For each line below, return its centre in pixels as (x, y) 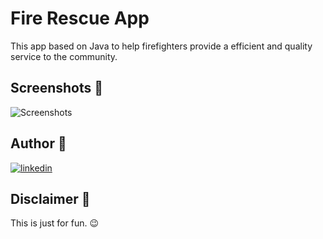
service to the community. (64, 56)
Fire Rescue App (80, 18)
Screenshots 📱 (57, 88)
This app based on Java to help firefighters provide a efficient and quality (161, 46)
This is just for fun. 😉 (54, 223)
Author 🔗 (38, 143)
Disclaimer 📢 (50, 198)
